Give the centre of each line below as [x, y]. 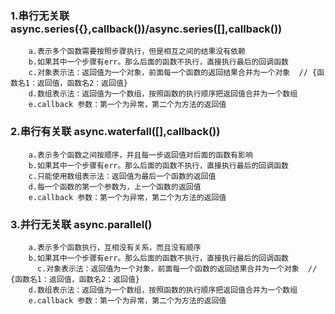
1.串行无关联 [40, 15]
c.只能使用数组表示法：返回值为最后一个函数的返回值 [122, 176]
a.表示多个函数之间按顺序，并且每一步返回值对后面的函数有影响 [140, 155]
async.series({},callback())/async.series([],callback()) [146, 29]
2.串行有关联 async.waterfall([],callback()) [115, 132]
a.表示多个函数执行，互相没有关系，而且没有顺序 [115, 247]
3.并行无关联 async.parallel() [81, 224]
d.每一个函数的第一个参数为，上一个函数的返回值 [115, 187]
